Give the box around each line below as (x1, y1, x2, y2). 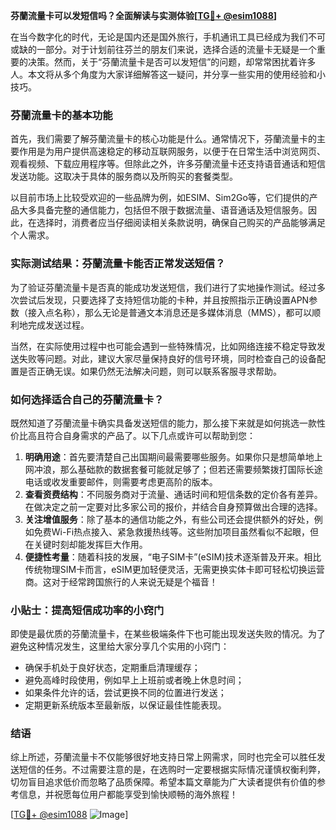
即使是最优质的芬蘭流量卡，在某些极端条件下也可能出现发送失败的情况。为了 (10, 628, 326, 640)
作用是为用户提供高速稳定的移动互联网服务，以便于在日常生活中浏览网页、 (18, 145, 326, 158)
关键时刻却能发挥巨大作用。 (33, 538, 148, 550)
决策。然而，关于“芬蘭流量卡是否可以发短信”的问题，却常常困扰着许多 (27, 56, 317, 68)
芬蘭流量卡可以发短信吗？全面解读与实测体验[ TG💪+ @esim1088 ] (10, 10, 278, 21)
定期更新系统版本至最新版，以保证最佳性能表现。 (24, 699, 227, 711)
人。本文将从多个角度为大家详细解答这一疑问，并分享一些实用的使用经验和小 (10, 69, 326, 80)
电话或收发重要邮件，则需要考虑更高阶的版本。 (24, 475, 218, 488)
